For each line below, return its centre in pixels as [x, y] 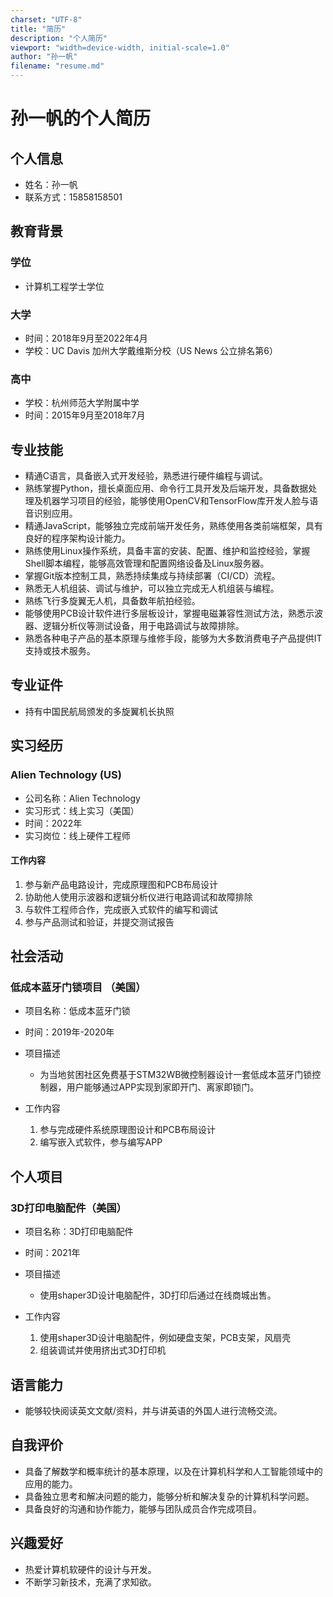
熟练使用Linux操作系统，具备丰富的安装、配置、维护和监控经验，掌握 [167, 551]
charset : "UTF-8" [46, 19]
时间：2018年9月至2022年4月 [86, 338]
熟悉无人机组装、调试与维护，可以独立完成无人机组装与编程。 [152, 588]
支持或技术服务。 [60, 651]
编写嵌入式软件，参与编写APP [101, 1142]
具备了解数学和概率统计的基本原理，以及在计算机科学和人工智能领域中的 [173, 1471]
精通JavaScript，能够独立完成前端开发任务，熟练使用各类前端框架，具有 [174, 526]
